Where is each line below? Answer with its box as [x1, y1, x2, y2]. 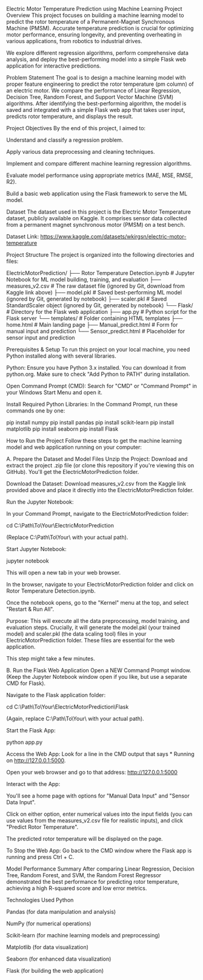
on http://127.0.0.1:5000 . [6, 757, 66, 764]
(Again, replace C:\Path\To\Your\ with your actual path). [6, 715, 144, 722]
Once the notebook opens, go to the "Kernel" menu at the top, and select [6, 599, 189, 606]
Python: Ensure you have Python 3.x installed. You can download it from [6, 364, 187, 371]
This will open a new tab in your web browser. [6, 569, 121, 576]
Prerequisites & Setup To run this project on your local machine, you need [6, 346, 190, 353]
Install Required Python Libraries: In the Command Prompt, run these [6, 401, 178, 408]
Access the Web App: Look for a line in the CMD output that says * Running [6, 751, 195, 757]
